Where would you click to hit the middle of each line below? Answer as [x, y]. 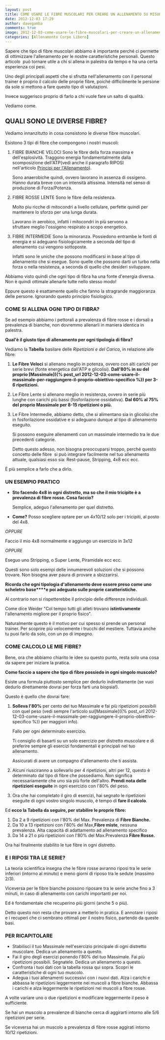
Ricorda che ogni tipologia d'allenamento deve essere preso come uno [78, 584]
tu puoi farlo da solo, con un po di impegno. [49, 634]
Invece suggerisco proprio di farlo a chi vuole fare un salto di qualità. [75, 96]
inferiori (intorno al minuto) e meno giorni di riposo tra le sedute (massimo [80, 873]
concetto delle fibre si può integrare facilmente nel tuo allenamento [81, 454]
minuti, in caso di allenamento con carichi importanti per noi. [66, 893]
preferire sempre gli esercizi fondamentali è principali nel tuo [74, 746]
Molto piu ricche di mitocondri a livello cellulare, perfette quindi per [80, 207]
